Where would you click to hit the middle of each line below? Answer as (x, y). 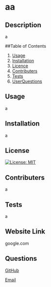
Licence (20, 66)
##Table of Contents (25, 46)
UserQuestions (27, 81)
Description (23, 25)
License (17, 151)
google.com (17, 243)
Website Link (25, 232)
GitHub (12, 270)
